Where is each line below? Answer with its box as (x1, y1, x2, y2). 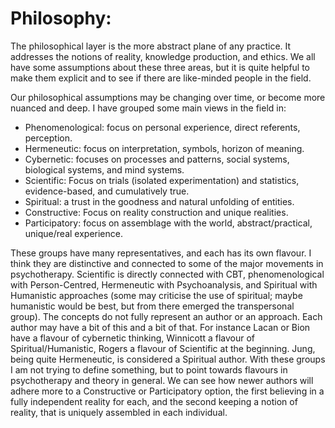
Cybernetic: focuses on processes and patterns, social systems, (24, 153, 290, 165)
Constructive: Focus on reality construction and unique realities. (24, 206, 289, 218)
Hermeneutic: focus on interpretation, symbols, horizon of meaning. (24, 142, 305, 154)
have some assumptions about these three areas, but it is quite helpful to (10, 61, 311, 73)
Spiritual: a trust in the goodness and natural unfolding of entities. (24, 195, 295, 207)
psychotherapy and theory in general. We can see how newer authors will (10, 374, 314, 386)
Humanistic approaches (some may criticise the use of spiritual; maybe (10, 289, 303, 301)
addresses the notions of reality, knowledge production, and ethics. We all (10, 50, 316, 62)
